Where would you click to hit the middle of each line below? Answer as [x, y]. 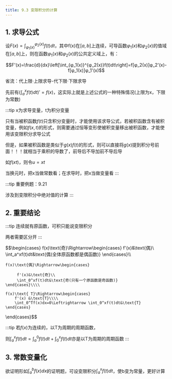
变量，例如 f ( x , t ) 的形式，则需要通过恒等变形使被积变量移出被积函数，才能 [83, 128]
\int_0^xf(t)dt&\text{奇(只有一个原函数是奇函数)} [67, 280]
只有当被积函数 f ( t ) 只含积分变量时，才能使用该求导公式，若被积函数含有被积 [85, 121]
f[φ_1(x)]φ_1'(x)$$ [86, 70]
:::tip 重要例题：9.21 [26, 184]
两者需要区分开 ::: [24, 237]
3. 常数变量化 [26, 357]
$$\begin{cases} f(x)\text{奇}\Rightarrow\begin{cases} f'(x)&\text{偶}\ [80, 248]
